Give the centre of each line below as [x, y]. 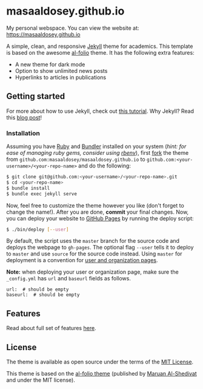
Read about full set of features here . [51, 328]
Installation [23, 133]
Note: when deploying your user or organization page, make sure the [92, 272]
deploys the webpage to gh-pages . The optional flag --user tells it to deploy [100, 248]
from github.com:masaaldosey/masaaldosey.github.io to [76, 160]
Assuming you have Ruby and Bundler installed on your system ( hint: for [96, 146]
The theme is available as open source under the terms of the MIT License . [100, 362]
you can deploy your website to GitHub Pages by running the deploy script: [100, 218]
